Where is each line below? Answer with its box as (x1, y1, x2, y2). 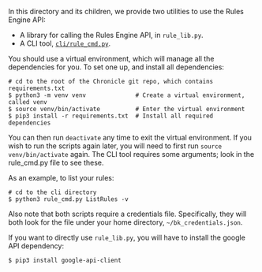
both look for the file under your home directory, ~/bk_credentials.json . (8, 218, 243, 227)
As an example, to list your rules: (8, 173, 114, 182)
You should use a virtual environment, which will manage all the (8, 54, 215, 63)
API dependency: (8, 241, 65, 251)
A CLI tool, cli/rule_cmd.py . (19, 39, 111, 48)
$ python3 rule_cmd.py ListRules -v (8, 196, 129, 203)
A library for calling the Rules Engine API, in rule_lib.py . (19, 31, 204, 39)
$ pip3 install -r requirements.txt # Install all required (8, 112, 214, 120)
